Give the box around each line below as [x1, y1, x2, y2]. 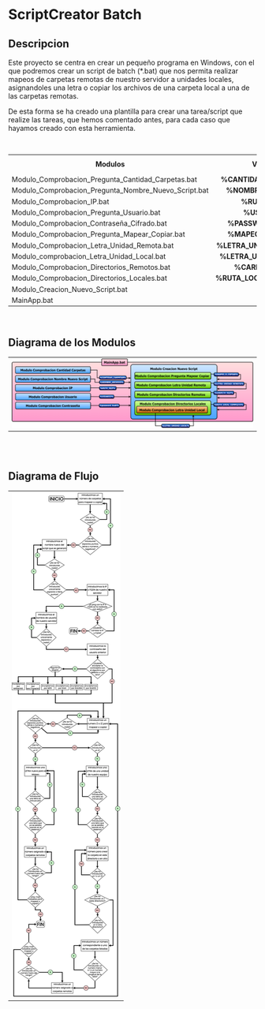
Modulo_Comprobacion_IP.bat [11, 196, 110, 206]
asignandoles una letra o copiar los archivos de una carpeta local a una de [8, 83, 250, 92]
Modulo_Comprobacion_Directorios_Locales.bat [11, 274, 168, 283]
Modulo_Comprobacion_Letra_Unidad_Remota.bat [11, 241, 174, 250]
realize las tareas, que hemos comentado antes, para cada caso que [8, 115, 230, 124]
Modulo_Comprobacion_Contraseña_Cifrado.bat [11, 219, 167, 228]
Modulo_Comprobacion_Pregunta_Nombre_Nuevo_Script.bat [11, 185, 209, 195]
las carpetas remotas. [8, 92, 79, 100]
